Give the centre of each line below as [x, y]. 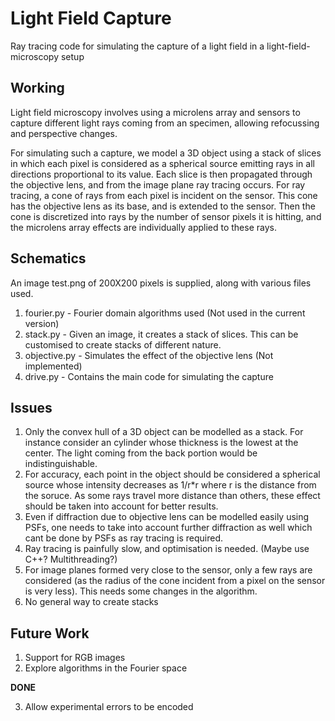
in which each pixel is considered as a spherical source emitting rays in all [162, 163]
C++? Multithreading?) [71, 559]
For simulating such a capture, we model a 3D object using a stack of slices [166, 153]
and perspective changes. [64, 133]
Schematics [48, 258]
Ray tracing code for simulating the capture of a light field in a [137, 46]
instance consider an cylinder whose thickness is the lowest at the [161, 443]
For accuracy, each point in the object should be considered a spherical [172, 474]
